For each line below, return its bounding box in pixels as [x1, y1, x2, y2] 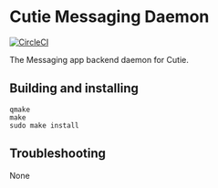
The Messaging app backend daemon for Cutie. [9, 54, 189, 65]
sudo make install [9, 120, 79, 130]
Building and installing [9, 80, 139, 97]
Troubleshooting [9, 146, 107, 162]
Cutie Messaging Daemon [9, 6, 210, 27]
